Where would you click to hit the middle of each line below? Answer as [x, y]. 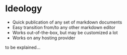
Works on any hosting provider [44, 38]
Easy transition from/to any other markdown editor [64, 27]
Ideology [24, 9]
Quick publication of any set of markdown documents [67, 22]
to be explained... [23, 47]
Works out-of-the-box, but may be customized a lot [65, 32]
